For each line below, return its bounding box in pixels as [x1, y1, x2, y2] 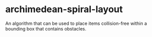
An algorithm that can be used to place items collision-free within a [5, 20, 147, 26]
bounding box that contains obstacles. [5, 25, 86, 31]
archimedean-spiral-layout [5, 4, 123, 15]
